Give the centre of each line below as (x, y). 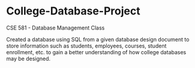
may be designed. (28, 58)
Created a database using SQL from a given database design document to (98, 39)
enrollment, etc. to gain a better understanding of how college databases (96, 52)
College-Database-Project (73, 11)
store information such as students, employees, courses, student (86, 46)
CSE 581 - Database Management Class (55, 28)
